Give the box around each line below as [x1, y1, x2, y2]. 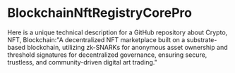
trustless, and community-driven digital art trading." [7, 58, 157, 66]
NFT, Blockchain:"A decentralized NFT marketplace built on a [7, 35, 186, 44]
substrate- [186, 35, 217, 44]
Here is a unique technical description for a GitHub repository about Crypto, [7, 28, 228, 36]
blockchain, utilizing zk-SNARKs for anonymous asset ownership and [27, 43, 228, 51]
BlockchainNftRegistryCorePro [7, 5, 193, 21]
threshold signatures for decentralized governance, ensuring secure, [7, 51, 207, 59]
